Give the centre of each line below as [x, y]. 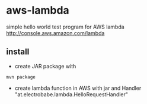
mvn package [21, 77]
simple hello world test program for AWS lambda [65, 27]
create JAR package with [45, 66]
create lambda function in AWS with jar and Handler [78, 88]
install [18, 52]
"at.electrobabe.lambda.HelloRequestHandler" [71, 94]
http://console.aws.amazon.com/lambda [55, 33]
